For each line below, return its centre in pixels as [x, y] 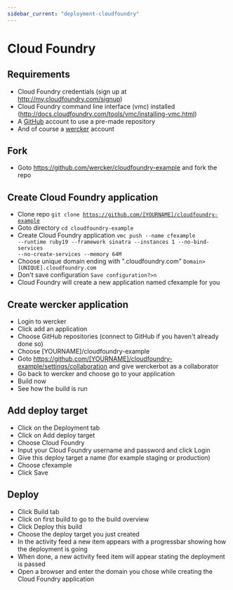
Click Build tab [38, 511]
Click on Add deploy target [56, 435]
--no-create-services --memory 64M [69, 255]
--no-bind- [194, 242]
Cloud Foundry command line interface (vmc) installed [96, 106]
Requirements [39, 75]
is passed [31, 564]
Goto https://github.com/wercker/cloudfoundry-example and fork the [117, 168]
